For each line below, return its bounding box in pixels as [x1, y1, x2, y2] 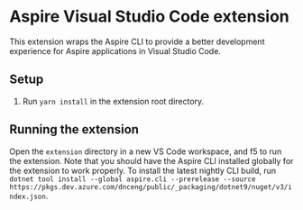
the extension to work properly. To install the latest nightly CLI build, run [9, 165, 277, 176]
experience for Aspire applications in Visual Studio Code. [9, 45, 221, 56]
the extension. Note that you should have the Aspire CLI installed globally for [9, 155, 294, 166]
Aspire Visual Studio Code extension [9, 6, 290, 27]
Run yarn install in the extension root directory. [22, 96, 205, 106]
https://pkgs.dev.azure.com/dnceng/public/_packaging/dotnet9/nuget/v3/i [9, 182, 293, 191]
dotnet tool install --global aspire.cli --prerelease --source [9, 174, 256, 184]
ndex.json [9, 192, 47, 201]
